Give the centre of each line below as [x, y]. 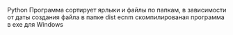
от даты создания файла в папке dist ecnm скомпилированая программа [116, 17]
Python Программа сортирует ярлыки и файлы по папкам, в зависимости [117, 10]
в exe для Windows [35, 24]
